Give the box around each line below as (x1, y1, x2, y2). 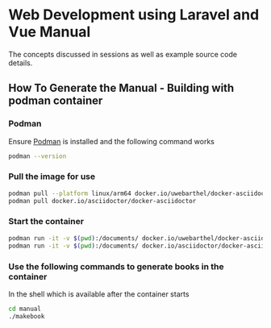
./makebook (8, 312, 45, 320)
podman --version (8, 152, 67, 160)
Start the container (8, 216, 85, 227)
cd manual (8, 305, 42, 313)
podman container (8, 94, 103, 108)
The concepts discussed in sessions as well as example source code (8, 49, 238, 59)
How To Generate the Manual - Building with (8, 81, 235, 95)
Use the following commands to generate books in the (8, 260, 224, 272)
